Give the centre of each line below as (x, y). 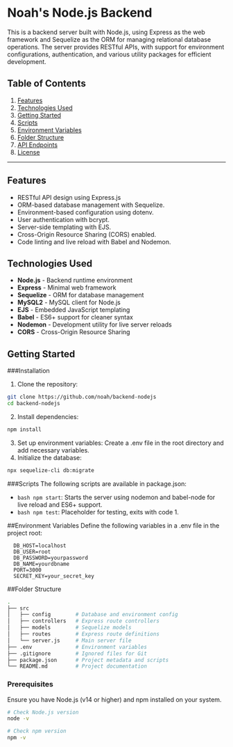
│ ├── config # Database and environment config (93, 615)
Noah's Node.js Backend (80, 13)
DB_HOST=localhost (40, 545)
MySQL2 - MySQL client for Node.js (69, 302)
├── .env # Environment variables (77, 647)
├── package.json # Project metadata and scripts (88, 660)
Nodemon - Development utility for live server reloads (94, 324)
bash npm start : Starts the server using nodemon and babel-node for (116, 497)
